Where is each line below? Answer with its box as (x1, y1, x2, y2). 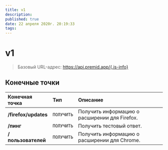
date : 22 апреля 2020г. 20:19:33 (5, 21, 75, 26)
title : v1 (5, 7, 26, 12)
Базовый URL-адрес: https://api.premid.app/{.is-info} (17, 64, 128, 70)
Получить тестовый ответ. (78, 122, 142, 129)
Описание (78, 96, 103, 103)
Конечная (7, 93, 32, 100)
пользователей (7, 136, 46, 143)
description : (5, 12, 32, 17)
